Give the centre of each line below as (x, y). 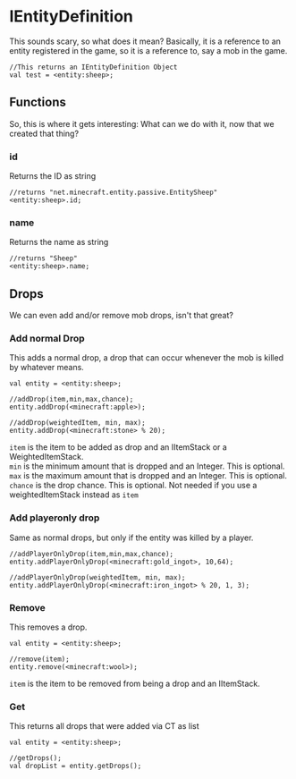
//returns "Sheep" (43, 258)
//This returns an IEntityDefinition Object (93, 67)
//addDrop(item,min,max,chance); (72, 400)
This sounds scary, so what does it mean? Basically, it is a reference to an (145, 41)
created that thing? (44, 133)
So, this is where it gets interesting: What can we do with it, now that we (142, 123)
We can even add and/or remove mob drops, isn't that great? (122, 316)
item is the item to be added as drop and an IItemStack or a (118, 447)
